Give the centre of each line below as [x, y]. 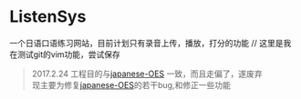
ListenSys [48, 17]
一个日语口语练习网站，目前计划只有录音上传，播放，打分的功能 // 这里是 [146, 43]
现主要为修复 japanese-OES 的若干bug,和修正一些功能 [131, 84]
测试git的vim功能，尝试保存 [69, 54]
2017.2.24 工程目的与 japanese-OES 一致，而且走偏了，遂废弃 [147, 74]
